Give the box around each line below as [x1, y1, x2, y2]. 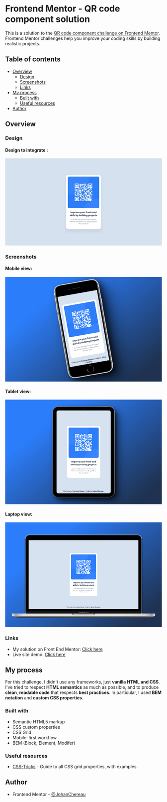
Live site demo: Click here [12, 651, 66, 658]
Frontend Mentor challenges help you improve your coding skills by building [5, 35, 161, 41]
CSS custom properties [12, 724, 61, 730]
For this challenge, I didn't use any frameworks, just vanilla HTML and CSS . [5, 679, 160, 685]
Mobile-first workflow [12, 734, 57, 740]
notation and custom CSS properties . [5, 695, 83, 701]
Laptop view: [5, 511, 33, 517]
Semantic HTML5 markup [12, 718, 65, 725]
